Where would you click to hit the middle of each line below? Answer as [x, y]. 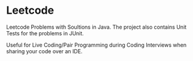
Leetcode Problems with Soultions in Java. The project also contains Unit [96, 27]
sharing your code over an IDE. [44, 51]
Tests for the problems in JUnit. [45, 33]
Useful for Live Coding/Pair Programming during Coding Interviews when [96, 45]
